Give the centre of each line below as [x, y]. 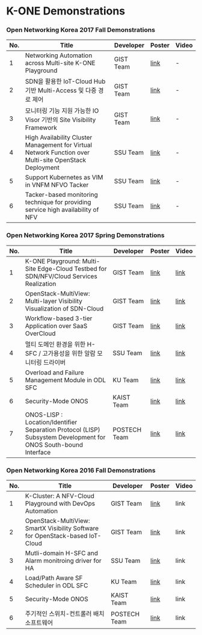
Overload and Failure [54, 373]
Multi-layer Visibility [54, 301]
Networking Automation [59, 55]
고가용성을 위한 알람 [69, 353]
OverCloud [40, 333]
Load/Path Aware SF [54, 578]
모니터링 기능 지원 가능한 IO [62, 111]
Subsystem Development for [65, 437]
